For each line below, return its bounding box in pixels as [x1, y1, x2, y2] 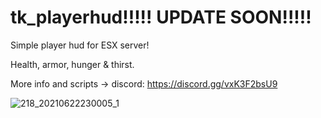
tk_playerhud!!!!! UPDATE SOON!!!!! [10, 6, 312, 29]
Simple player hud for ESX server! [10, 39, 150, 51]
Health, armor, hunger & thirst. [10, 58, 135, 70]
